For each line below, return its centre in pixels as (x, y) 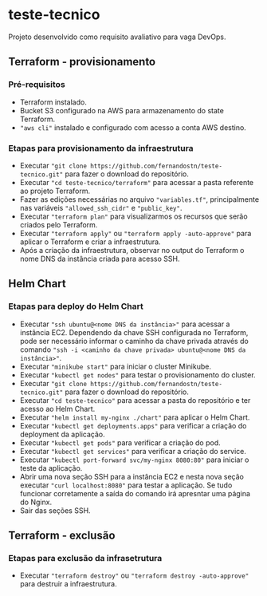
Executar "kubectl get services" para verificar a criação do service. (133, 451)
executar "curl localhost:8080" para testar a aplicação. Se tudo (126, 485)
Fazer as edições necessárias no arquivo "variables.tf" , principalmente (139, 199)
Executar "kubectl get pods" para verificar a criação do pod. (120, 442)
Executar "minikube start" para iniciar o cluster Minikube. (115, 366)
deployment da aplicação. (62, 434)
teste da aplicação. (51, 468)
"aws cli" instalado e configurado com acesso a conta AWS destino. (133, 127)
